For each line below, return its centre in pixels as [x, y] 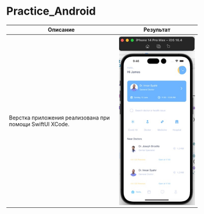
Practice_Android [51, 11]
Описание [61, 30]
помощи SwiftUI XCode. [39, 124]
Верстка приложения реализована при [59, 118]
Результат [157, 30]
